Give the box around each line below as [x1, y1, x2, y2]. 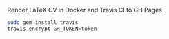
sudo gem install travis [7, 19, 79, 26]
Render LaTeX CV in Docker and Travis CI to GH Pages [7, 6, 162, 14]
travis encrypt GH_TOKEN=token [7, 25, 97, 32]
